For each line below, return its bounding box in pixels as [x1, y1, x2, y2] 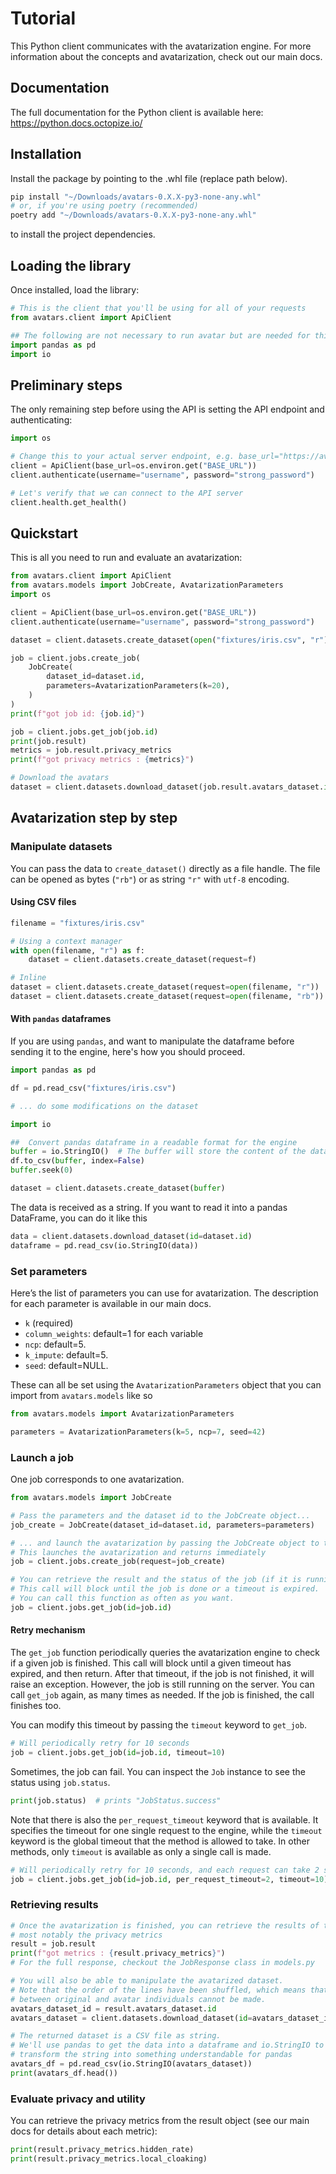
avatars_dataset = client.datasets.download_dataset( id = [10, 2013, 253, 2023]
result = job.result [10, 1939, 97, 1949]
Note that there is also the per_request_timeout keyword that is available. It [10, 1813, 319, 1826]
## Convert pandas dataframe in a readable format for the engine [10, 1137, 298, 1147]
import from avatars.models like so [10, 1390, 153, 1402]
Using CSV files [10, 896, 77, 908]
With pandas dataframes [10, 1013, 112, 1025]
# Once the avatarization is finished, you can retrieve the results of [10, 1920, 320, 1931]
